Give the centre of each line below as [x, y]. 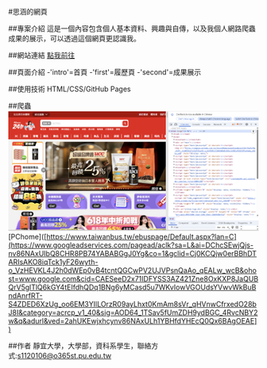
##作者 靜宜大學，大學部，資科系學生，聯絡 [80, 346]
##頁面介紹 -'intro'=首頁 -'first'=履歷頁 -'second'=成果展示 [104, 72]
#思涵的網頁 [28, 11]
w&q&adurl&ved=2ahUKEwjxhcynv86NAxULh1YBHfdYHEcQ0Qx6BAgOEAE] [133, 321]
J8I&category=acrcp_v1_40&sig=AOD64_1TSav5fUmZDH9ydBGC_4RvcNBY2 [133, 312]
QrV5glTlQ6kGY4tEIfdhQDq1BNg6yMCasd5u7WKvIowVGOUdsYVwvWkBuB [132, 287]
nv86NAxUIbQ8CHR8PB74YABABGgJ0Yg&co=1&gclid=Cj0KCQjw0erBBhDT [132, 254]
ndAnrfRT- [25, 296]
